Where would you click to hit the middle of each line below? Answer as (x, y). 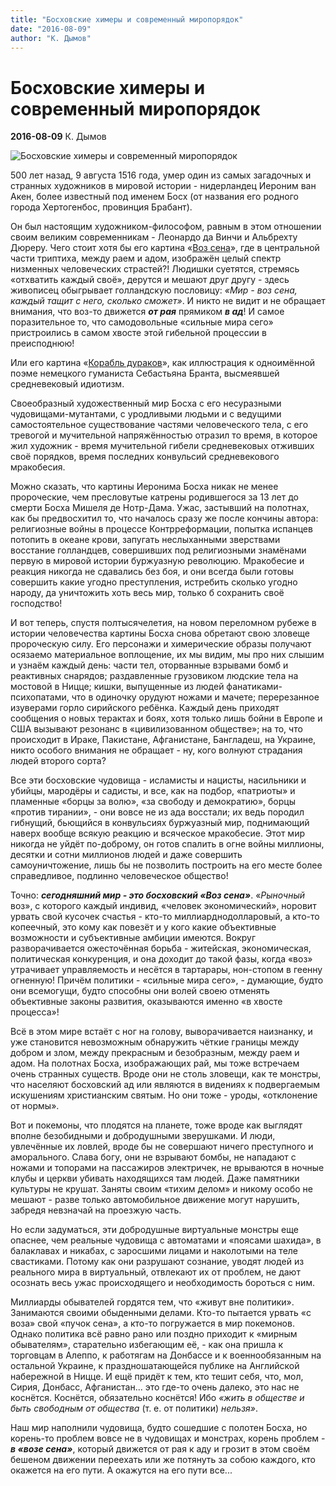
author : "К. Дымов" (51, 38)
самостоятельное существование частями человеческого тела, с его (159, 425)
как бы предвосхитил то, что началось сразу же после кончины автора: (164, 518)
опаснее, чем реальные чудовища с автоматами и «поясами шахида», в (166, 1240)
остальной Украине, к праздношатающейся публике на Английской (155, 1366)
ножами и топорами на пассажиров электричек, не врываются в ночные (167, 1168)
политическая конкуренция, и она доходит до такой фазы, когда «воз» (161, 959)
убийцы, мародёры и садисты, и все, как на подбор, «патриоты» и (153, 791)
